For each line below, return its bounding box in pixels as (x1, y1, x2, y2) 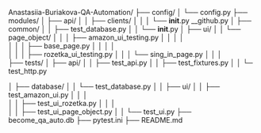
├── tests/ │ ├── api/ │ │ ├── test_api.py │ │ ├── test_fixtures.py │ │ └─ (8, 58, 254, 67)
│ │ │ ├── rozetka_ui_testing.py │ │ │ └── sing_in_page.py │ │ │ (8, 50, 222, 59)
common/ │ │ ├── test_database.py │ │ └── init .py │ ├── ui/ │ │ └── (8, 25, 241, 33)
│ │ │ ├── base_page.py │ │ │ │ (8, 41, 116, 51)
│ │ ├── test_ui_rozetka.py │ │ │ (8, 99, 116, 108)
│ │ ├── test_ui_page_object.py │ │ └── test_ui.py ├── (8, 107, 192, 116)
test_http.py (8, 66, 48, 75)
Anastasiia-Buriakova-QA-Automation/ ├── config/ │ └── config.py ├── (8, 8, 248, 17)
